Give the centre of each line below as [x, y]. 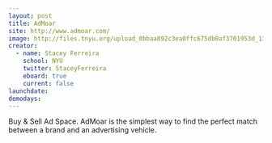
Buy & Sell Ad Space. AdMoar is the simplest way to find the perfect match [133, 121]
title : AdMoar [32, 23]
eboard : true [45, 76]
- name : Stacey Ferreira [57, 53]
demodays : [25, 99]
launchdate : [28, 91]
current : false [49, 83]
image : [19, 38]
